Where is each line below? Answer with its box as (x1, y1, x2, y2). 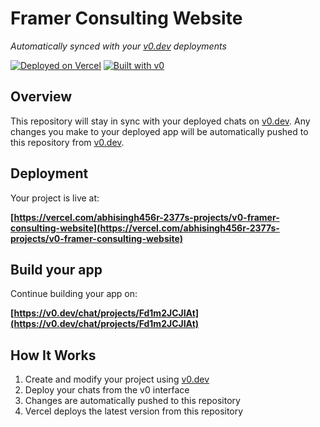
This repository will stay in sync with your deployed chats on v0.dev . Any (10, 115, 311, 127)
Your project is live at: (10, 192, 100, 204)
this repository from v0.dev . (10, 136, 125, 148)
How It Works (10, 347, 97, 364)
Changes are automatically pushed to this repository (24, 395, 241, 407)
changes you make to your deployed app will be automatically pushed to (10, 125, 309, 137)
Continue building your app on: (10, 288, 138, 300)
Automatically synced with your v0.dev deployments (10, 40, 227, 52)
